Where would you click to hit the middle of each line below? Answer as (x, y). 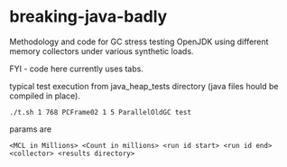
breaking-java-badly (88, 17)
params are (31, 129)
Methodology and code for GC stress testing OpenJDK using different (139, 42)
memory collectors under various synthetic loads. (102, 51)
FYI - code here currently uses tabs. (77, 69)
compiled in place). (45, 96)
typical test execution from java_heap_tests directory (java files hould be (144, 86)
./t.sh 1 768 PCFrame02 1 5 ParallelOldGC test (101, 112)
